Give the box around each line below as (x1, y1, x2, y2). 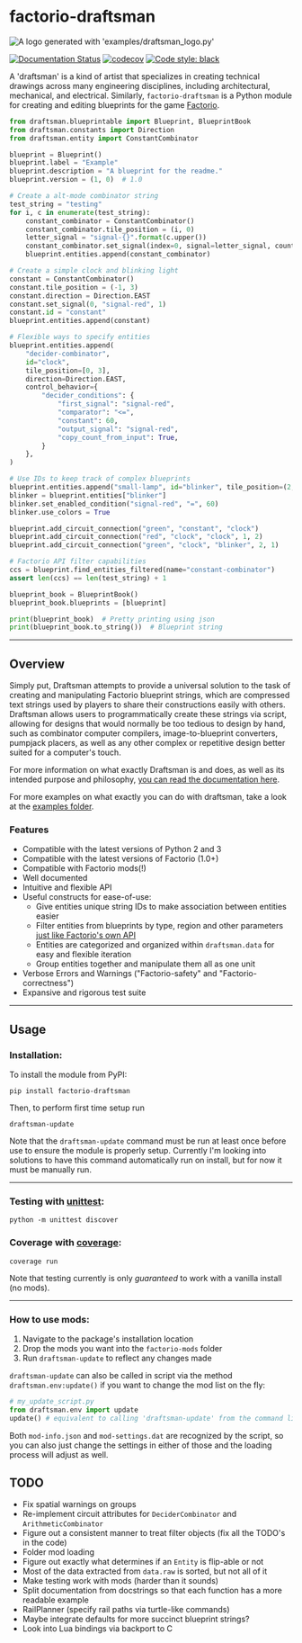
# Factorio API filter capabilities (9, 557, 147, 566)
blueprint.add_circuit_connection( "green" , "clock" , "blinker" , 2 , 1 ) (9, 541, 280, 550)
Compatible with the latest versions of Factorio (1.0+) (22, 853, 219, 865)
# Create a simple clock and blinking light (9, 266, 179, 275)
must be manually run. (9, 1164, 93, 1175)
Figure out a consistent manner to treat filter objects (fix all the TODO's (22, 1528, 286, 1539)
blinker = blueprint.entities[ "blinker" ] (9, 490, 167, 500)
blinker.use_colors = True (9, 507, 111, 516)
